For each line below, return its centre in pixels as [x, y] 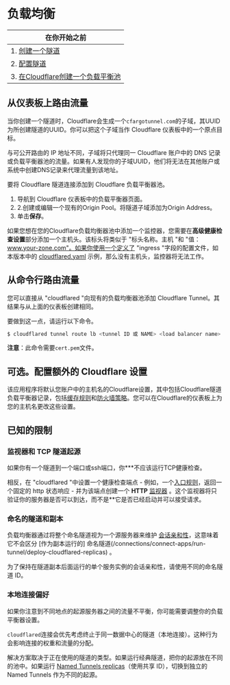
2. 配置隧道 [28, 64]
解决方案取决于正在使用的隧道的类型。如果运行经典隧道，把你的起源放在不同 [115, 657]
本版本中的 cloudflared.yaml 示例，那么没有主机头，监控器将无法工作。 [107, 256]
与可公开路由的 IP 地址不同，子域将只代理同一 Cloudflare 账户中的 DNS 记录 [114, 152]
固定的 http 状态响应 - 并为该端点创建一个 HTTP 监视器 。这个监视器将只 [115, 490]
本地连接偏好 [28, 595]
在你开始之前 [66, 37]
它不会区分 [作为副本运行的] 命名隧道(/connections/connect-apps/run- [106, 544]
